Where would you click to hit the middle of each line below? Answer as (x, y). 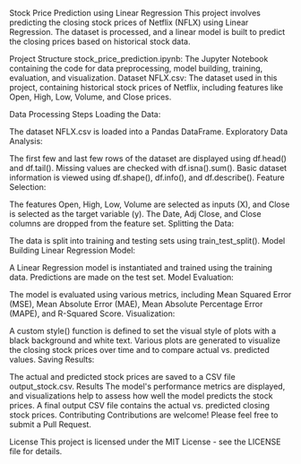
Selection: (28, 187)
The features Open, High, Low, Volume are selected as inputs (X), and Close (150, 204)
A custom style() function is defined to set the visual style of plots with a (143, 331)
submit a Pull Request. (51, 424)
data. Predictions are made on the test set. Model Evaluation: (122, 277)
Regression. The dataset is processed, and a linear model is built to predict (147, 32)
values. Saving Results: (52, 359)
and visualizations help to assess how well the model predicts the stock (141, 396)
